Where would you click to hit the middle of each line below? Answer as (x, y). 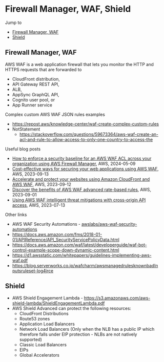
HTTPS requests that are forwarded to (43, 69)
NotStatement (26, 129)
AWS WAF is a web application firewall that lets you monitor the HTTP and (79, 64)
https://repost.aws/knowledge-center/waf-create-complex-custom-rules (85, 124)
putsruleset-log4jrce (33, 271)
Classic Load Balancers (43, 344)
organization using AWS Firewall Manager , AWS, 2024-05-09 (74, 163)
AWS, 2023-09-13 (30, 174)
